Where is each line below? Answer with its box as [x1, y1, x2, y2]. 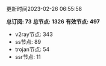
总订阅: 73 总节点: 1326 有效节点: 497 [6, 18, 101, 25]
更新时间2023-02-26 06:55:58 [6, 5, 83, 12]
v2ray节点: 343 [14, 31, 53, 38]
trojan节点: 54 [14, 46, 50, 53]
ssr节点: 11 [14, 53, 41, 60]
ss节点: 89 [14, 38, 41, 45]
